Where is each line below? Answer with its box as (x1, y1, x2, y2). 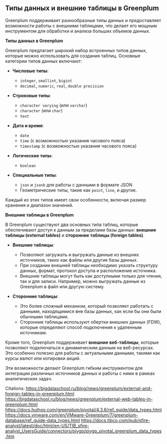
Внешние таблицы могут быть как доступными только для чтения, (19, 273, 162, 279)
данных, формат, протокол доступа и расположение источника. (19, 268, 157, 274)
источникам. (19, 329, 47, 335)
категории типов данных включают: (5, 58, 82, 64)
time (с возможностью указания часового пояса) (19, 137, 126, 143)
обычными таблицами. (19, 313, 69, 320)
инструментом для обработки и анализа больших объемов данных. (5, 28, 150, 34)
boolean (19, 163, 36, 168)
